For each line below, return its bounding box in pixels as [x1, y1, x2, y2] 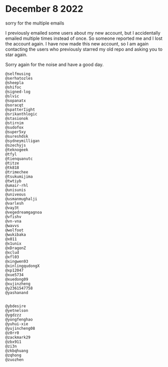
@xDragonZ [5, 246, 26, 251]
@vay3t [5, 205, 19, 210]
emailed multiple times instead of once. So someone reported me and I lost [5, 35, 163, 41]
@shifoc [5, 85, 22, 90]
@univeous [5, 192, 26, 197]
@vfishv [5, 214, 22, 219]
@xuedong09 [5, 277, 29, 282]
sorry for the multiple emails [5, 20, 65, 26]
